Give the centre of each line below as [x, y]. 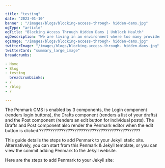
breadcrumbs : [18, 55]
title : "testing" [23, 14]
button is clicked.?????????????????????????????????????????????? [73, 130]
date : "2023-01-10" [25, 18]
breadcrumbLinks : [27, 78]
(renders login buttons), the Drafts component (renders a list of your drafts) [81, 115]
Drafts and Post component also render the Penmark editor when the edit [79, 125]
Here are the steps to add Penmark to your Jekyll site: [59, 160]
